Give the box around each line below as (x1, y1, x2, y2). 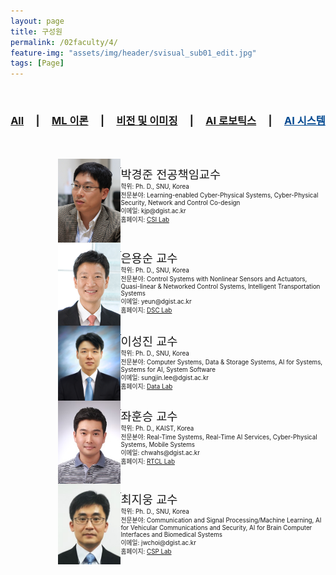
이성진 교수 (120, 333, 178, 349)
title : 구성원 (10, 26, 63, 37)
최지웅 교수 (120, 491, 178, 507)
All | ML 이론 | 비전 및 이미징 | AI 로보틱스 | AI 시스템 (10, 114, 326, 128)
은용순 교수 (120, 250, 178, 266)
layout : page (10, 16, 65, 26)
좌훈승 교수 (120, 408, 178, 424)
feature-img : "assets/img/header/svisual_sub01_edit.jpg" (10, 48, 257, 58)
